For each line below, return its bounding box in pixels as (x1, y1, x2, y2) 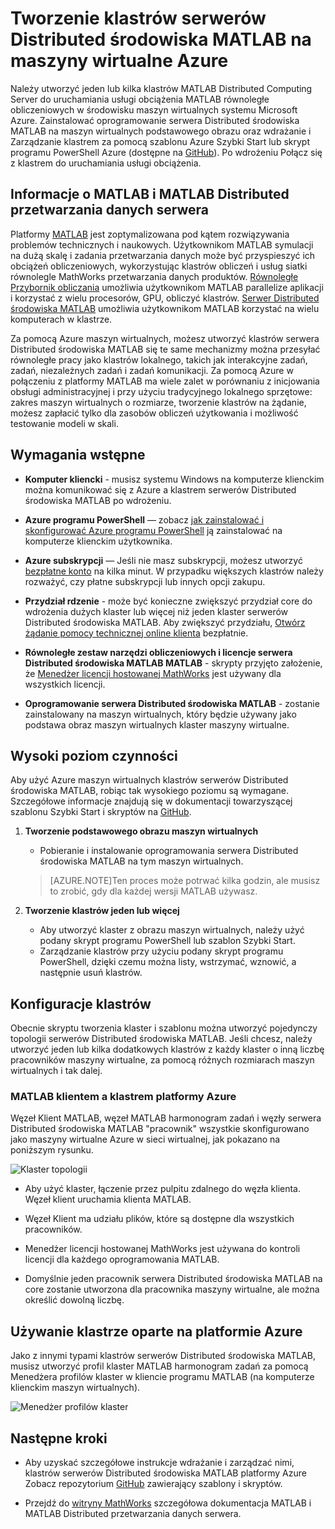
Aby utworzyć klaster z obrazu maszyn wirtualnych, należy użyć (39, 924, 305, 936)
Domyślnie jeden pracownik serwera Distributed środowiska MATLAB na (24, 1273, 323, 1285)
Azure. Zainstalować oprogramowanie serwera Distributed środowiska (10, 114, 300, 126)
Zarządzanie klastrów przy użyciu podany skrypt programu (39, 945, 284, 957)
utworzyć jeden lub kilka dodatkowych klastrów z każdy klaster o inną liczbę (10, 1043, 325, 1056)
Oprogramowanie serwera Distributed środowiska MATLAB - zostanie (24, 697, 320, 709)
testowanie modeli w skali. (10, 417, 119, 429)
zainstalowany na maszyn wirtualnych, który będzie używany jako (24, 708, 297, 720)
